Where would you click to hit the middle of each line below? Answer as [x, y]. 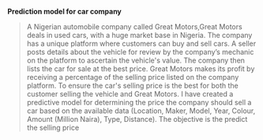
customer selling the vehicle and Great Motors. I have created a [130, 94]
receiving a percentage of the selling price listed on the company [133, 77]
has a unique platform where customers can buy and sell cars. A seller [141, 44]
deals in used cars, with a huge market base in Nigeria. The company [139, 35]
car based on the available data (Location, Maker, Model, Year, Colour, [141, 111]
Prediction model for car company [64, 11]
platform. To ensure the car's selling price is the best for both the [132, 85]
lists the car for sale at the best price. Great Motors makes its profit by [141, 69]
